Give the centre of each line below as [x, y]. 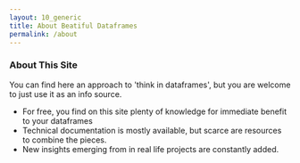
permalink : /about [43, 34]
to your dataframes [58, 120]
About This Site [43, 65]
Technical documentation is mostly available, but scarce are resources [152, 130]
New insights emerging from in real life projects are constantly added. [150, 149]
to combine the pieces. [64, 140]
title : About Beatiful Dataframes [74, 26]
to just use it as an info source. [66, 94]
